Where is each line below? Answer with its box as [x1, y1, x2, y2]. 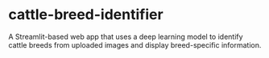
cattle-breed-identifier [8, 6, 163, 24]
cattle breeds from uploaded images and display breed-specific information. [8, 40, 262, 49]
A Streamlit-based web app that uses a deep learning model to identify [8, 32, 243, 41]
